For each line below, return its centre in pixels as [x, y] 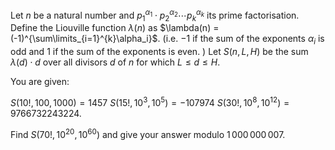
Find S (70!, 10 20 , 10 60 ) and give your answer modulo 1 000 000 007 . [148, 133]
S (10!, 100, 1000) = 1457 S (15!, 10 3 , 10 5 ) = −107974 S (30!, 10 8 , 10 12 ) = [150, 101]
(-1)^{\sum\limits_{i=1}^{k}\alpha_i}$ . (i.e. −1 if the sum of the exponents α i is [167, 40]
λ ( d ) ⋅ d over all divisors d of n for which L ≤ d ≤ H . [115, 62]
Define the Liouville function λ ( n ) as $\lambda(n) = [115, 28]
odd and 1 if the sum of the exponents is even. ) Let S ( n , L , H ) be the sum [159, 52]
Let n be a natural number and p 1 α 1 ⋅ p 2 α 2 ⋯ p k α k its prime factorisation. [155, 15]
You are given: [40, 82]
